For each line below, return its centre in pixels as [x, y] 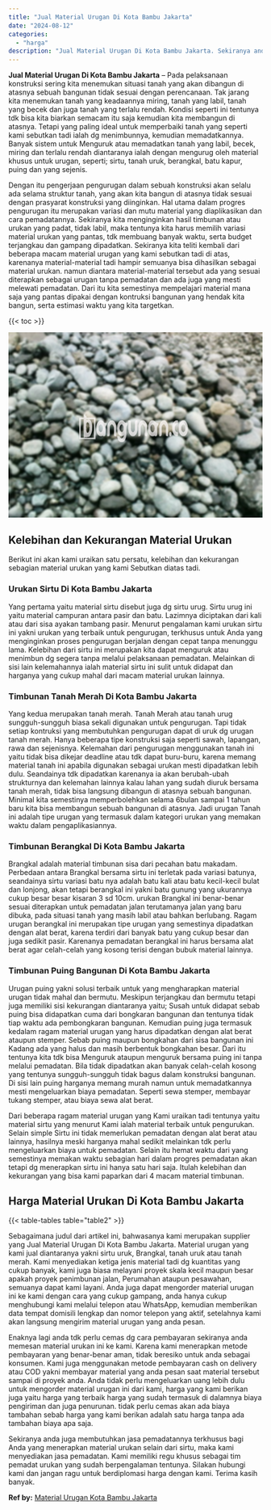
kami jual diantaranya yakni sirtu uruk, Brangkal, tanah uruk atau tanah [125, 1253]
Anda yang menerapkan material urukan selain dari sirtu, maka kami [121, 1448]
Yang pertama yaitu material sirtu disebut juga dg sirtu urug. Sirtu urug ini [130, 607]
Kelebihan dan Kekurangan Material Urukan [120, 540]
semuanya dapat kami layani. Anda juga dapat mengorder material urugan [131, 1288]
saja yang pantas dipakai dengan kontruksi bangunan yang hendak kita [127, 297]
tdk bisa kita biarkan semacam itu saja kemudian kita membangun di [122, 118]
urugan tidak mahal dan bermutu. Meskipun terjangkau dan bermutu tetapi [132, 997]
